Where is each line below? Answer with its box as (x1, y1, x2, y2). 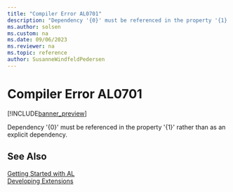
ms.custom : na (7, 29, 49, 37)
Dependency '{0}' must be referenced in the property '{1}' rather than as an (7, 123, 226, 131)
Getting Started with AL (7, 169, 75, 177)
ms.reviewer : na (7, 43, 55, 50)
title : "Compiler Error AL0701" (7, 10, 102, 18)
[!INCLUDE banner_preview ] (7, 109, 88, 118)
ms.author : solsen (7, 23, 61, 30)
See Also (7, 151, 47, 163)
